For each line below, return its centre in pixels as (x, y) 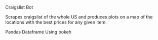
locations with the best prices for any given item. (56, 22)
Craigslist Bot (19, 7)
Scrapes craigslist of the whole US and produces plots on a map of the (79, 17)
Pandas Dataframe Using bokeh (38, 32)
